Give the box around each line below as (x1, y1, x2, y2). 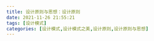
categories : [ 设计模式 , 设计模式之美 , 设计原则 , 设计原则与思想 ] (6, 25, 148, 32)
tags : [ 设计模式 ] (6, 20, 47, 26)
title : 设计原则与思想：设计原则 (6, 8, 81, 15)
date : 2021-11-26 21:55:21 (6, 14, 75, 20)
